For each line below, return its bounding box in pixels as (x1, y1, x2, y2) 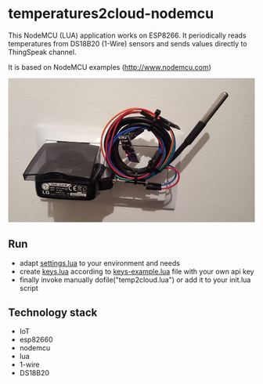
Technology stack (8, 306, 98, 319)
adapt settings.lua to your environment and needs (19, 258, 180, 267)
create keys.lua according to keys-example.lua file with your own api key (19, 266, 254, 276)
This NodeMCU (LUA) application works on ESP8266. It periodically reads (8, 31, 247, 40)
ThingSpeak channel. (8, 47, 77, 56)
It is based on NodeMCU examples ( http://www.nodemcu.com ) (8, 62, 211, 71)
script (19, 283, 39, 292)
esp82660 (19, 335, 53, 345)
